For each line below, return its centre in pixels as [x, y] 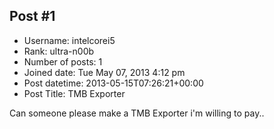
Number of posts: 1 [63, 61]
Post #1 [32, 16]
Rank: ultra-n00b [59, 51]
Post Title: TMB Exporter [74, 93]
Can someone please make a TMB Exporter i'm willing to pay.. [137, 113]
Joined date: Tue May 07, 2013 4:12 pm [104, 72]
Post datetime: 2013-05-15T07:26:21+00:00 [113, 83]
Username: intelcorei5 [69, 40]
